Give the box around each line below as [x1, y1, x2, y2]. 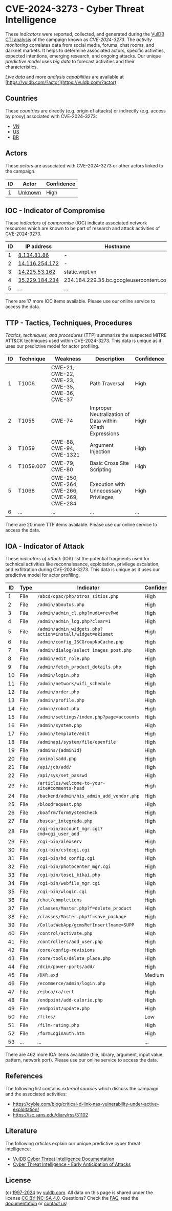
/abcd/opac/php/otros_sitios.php [37, 594, 119, 599]
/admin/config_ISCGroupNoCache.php [37, 639, 124, 645]
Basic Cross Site [89, 460, 129, 467]
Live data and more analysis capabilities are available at [5, 73, 124, 80]
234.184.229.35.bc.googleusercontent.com [63, 277, 171, 284]
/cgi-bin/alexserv [37, 839, 82, 844]
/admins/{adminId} [37, 748, 82, 753]
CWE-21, [51, 364, 75, 371]
